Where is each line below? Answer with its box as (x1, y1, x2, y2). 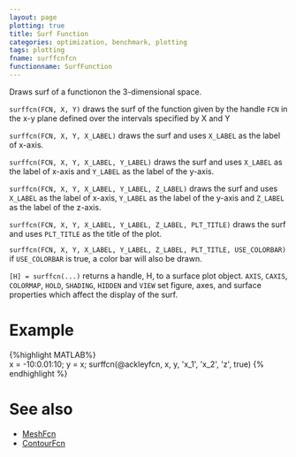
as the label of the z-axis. (9, 202, 102, 212)
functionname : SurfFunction (9, 63, 113, 72)
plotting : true (9, 21, 65, 30)
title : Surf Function (9, 29, 89, 38)
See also (9, 400, 73, 419)
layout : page (9, 12, 57, 22)
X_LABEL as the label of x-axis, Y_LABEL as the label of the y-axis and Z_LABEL (9, 192, 285, 203)
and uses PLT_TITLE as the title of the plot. (9, 228, 162, 239)
